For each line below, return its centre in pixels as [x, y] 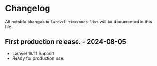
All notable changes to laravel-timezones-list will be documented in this [78, 22]
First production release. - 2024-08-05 [65, 42]
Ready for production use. [38, 58]
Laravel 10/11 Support [33, 53]
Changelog [28, 8]
